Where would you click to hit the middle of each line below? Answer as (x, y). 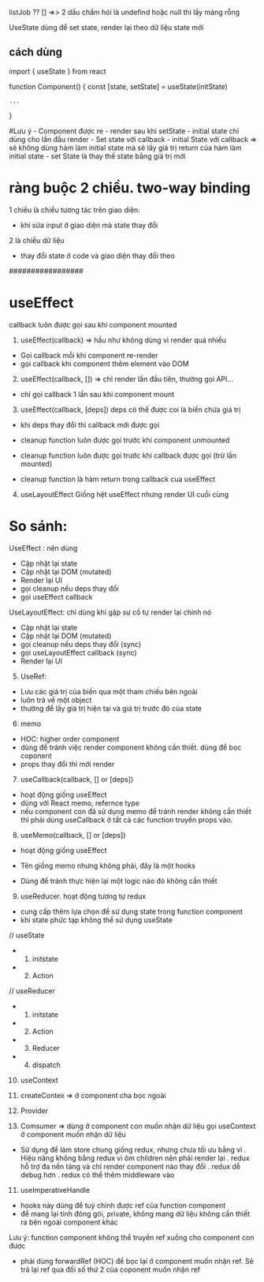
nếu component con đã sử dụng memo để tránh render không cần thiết (136, 811)
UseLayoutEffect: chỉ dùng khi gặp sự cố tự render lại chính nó (110, 612)
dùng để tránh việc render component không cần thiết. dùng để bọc (131, 747)
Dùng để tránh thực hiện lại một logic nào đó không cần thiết (119, 880)
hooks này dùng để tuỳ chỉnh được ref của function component (123, 1205)
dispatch (46, 1064)
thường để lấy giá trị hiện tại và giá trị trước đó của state (111, 708)
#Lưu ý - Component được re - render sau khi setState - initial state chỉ (124, 131)
